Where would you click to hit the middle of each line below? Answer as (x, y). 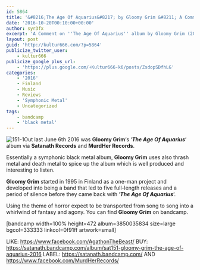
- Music (26, 89)
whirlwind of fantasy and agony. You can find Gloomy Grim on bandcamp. (97, 212)
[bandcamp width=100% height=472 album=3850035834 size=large (91, 224)
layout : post (22, 39)
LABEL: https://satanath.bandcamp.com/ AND (99, 255)
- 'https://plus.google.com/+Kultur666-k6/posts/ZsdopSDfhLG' (96, 67)
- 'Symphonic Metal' (42, 100)
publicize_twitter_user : (37, 51)
